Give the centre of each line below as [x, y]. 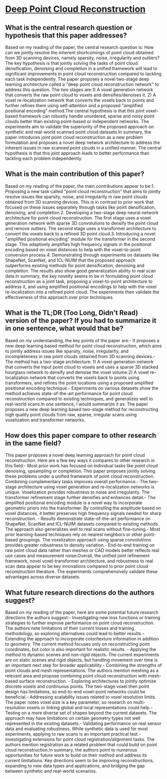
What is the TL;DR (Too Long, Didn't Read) [72, 313]
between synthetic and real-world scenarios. [51, 771]
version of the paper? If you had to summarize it [81, 321]
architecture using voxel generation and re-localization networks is [86, 487]
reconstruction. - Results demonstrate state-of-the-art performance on [78, 519]
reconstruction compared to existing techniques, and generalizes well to [79, 398]
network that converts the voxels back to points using [84, 378]
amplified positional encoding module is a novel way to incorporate [74, 503]
